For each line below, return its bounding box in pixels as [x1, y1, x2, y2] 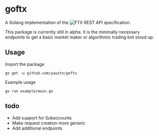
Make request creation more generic [12, 120, 86, 126]
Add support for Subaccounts [12, 115, 72, 120]
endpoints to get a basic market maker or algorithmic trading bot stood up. [5, 34, 155, 40]
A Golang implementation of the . [5, 19, 131, 25]
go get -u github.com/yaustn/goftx [5, 71, 77, 76]
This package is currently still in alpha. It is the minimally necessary [5, 29, 140, 35]
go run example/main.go [5, 89, 53, 94]
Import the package [5, 61, 45, 67]
